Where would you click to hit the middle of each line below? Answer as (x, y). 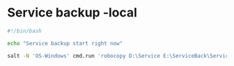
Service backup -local (72, 13)
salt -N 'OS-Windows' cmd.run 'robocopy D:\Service (84, 56)
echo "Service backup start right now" (65, 43)
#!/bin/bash (24, 31)
